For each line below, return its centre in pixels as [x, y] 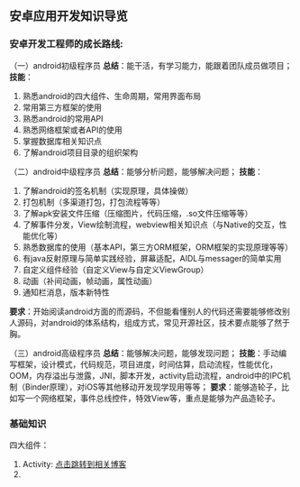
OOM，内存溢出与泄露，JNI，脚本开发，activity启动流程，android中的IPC [146, 375]
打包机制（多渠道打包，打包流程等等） [93, 202]
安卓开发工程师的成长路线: [66, 44]
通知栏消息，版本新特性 [66, 292]
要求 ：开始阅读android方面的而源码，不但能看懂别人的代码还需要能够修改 [146, 311]
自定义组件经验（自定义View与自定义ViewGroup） [115, 270]
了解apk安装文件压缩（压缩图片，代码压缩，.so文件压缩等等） [137, 213]
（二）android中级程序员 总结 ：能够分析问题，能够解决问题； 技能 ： [136, 171]
